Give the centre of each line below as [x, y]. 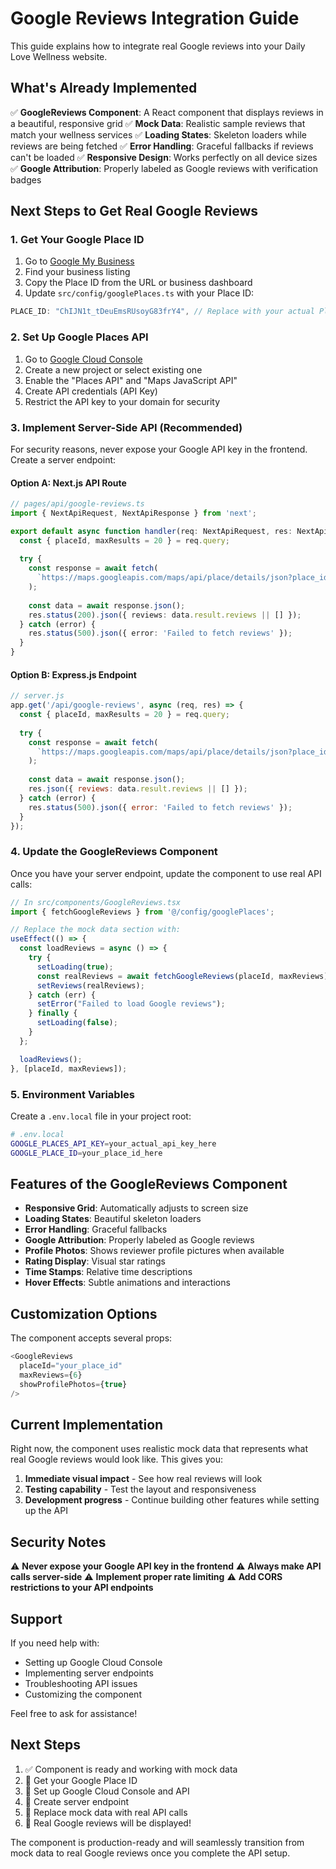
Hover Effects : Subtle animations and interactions [127, 1283]
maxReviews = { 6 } [51, 1375]
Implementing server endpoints [89, 1673]
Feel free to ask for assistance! [74, 1713]
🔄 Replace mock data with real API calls [106, 1812]
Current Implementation [87, 1424]
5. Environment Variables [72, 1094]
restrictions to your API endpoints [82, 1588]
